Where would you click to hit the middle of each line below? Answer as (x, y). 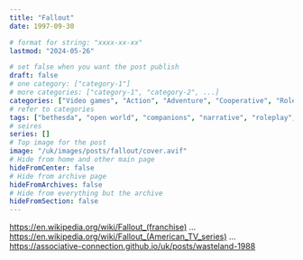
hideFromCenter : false (52, 168)
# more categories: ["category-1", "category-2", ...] (115, 92)
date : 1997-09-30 (42, 26)
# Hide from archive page (58, 176)
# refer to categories (52, 109)
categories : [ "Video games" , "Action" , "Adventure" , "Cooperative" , (141, 100)
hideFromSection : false (54, 201)
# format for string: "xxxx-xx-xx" (76, 42)
